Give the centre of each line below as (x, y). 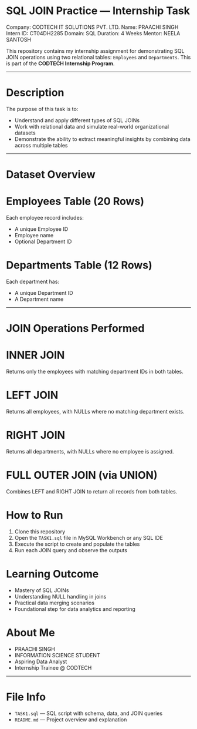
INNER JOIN (35, 355)
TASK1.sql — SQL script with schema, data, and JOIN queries (89, 713)
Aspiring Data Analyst (41, 661)
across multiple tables (41, 145)
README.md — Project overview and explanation (71, 719)
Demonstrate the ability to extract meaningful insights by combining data (102, 139)
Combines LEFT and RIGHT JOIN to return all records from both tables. (92, 491)
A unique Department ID (44, 293)
